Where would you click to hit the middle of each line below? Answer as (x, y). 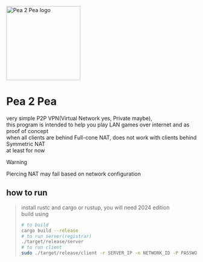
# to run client (41, 247)
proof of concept (27, 131)
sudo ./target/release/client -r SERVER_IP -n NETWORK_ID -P (100, 253)
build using (35, 214)
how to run (27, 193)
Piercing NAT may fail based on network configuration (74, 174)
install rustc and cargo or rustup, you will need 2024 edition (95, 207)
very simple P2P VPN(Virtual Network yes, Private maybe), (79, 118)
